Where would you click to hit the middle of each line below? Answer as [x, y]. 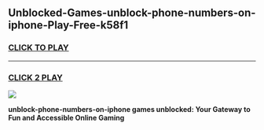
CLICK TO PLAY [38, 48]
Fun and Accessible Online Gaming [66, 117]
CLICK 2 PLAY [35, 77]
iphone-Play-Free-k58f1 [68, 26]
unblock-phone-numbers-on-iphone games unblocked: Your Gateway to [130, 109]
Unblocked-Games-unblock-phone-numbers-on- [132, 13]
